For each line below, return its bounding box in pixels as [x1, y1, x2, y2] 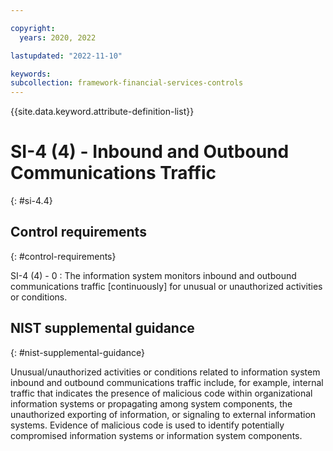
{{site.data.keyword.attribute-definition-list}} [10, 106, 195, 118]
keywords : [10, 69, 52, 79]
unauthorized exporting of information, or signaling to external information [10, 408, 317, 420]
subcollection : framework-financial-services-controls [10, 78, 244, 88]
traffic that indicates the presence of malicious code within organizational [10, 387, 313, 399]
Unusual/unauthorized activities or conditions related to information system [10, 366, 321, 378]
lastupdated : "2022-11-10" [10, 51, 123, 61]
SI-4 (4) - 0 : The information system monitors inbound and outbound [10, 269, 297, 281]
